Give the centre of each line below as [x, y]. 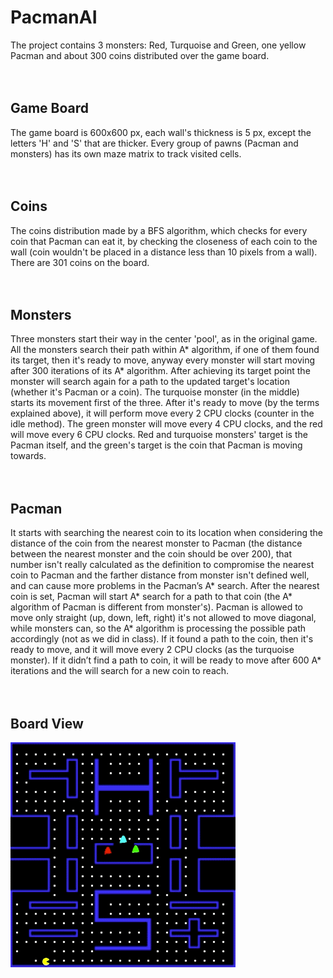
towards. [28, 456]
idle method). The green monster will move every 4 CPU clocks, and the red [166, 424]
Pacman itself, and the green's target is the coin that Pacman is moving [156, 445]
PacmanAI [54, 17]
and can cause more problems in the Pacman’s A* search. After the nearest [165, 586]
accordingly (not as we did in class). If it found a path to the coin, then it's [162, 639]
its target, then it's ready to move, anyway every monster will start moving [163, 360]
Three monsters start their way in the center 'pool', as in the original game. [164, 339]
